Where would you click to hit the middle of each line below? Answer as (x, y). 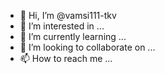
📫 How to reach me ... (66, 58)
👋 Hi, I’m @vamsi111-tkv (68, 15)
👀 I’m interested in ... (62, 26)
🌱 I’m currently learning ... (73, 36)
